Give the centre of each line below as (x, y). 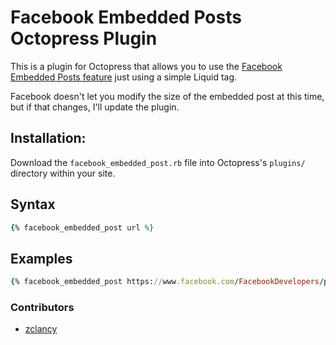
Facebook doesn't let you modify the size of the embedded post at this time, (167, 96)
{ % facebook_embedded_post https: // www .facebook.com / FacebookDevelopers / (167, 282)
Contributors (42, 308)
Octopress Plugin (84, 38)
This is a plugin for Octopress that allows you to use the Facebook (146, 66)
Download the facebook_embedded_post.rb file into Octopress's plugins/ (158, 162)
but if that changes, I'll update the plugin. (95, 107)
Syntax (33, 204)
